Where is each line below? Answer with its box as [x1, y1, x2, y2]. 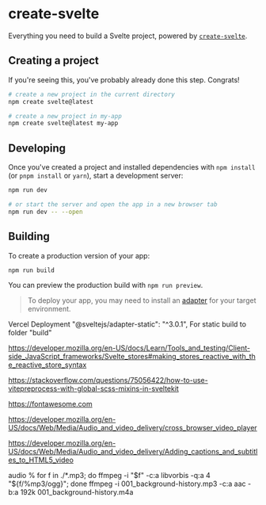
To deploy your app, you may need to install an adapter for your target [27, 296, 256, 305]
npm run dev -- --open [8, 208, 83, 216]
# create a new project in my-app [8, 112, 123, 120]
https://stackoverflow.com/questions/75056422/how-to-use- [8, 376, 208, 385]
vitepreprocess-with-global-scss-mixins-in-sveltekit [8, 384, 180, 393]
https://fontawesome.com [8, 400, 93, 409]
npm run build [8, 266, 55, 274]
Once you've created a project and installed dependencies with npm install [8, 163, 256, 172]
